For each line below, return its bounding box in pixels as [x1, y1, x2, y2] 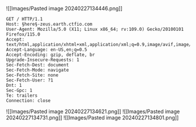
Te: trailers [6, 93, 38, 98]
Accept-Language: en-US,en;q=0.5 [6, 47, 87, 52]
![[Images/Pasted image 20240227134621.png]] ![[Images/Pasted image [6, 108, 180, 115]
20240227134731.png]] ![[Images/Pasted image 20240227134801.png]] [6, 114, 179, 121]
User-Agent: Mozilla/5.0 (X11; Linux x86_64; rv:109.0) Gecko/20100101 [6, 26, 184, 32]
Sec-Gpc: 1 [6, 87, 33, 93]
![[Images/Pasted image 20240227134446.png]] [6, 5, 123, 12]
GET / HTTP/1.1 [6, 16, 43, 22]
